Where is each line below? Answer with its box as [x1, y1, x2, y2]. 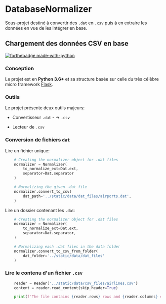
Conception [5, 65, 34, 72]
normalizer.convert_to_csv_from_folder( [14, 249, 98, 254]
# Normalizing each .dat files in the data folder [14, 244, 121, 249]
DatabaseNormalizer [5, 3, 92, 15]
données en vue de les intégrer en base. [5, 25, 87, 31]
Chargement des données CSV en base [5, 40, 128, 48]
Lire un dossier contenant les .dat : [5, 207, 76, 213]
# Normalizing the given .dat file [14, 184, 87, 190]
